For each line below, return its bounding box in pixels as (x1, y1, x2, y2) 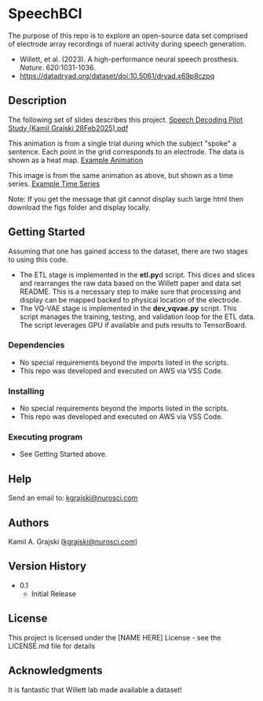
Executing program (8, 432, 83, 443)
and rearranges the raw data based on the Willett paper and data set (19, 278, 242, 287)
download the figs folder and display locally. (8, 202, 152, 212)
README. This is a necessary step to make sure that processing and (19, 287, 241, 296)
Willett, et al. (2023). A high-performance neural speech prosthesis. (19, 54, 239, 64)
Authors (8, 516, 49, 529)
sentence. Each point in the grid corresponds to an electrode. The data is (8, 147, 245, 156)
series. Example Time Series (8, 179, 100, 188)
